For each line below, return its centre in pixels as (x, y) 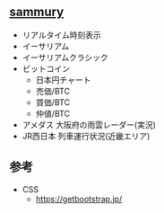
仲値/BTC (52, 113)
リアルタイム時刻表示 (61, 35)
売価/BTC (52, 91)
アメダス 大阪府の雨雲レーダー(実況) (89, 124)
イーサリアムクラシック (65, 57)
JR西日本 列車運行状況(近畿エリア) (86, 136)
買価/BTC (52, 102)
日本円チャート (63, 80)
